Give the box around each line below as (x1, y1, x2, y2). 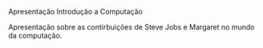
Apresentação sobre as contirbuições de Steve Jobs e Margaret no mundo (8, 22, 255, 31)
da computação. (8, 31, 63, 40)
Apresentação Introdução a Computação (8, 7, 143, 16)
